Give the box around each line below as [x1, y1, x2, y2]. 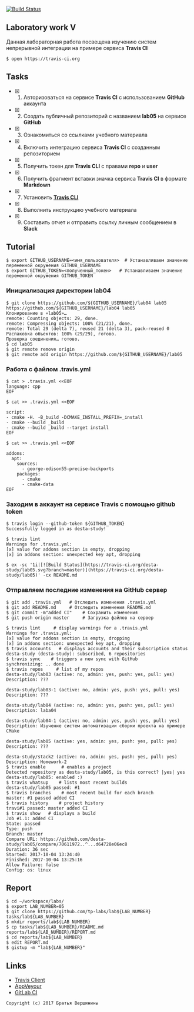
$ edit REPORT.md [6, 940, 49, 946]
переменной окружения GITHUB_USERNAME [6, 262, 101, 269]
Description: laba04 [6, 707, 57, 713]
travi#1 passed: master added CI [6, 805, 88, 811]
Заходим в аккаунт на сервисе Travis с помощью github [6, 500, 176, 508]
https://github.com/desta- [40, 836, 107, 842]
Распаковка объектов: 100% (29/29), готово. [6, 331, 117, 337]
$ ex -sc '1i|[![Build [6, 562, 62, 568]
